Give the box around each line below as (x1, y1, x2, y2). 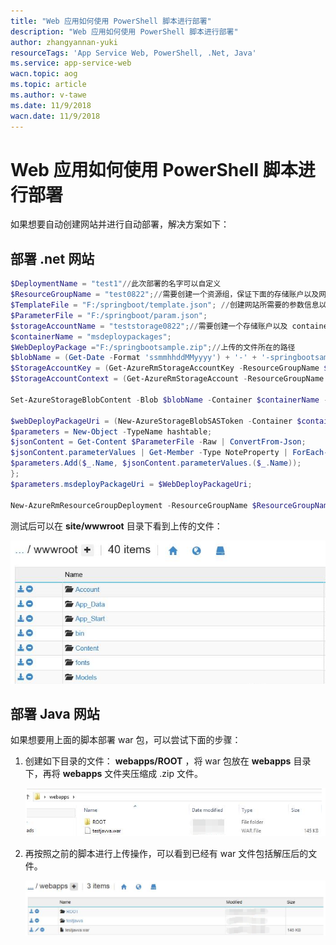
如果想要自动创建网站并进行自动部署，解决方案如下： (10, 218, 230, 230)
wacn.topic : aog (10, 69, 78, 79)
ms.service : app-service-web (10, 58, 132, 69)
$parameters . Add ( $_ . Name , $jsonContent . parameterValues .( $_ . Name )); (10, 458, 302, 469)
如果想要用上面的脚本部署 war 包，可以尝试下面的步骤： (10, 734, 242, 746)
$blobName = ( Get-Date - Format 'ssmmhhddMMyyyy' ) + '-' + (10, 353, 257, 363)
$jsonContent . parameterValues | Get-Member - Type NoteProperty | (10, 448, 288, 458)
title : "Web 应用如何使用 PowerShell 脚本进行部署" (10, 16, 212, 26)
